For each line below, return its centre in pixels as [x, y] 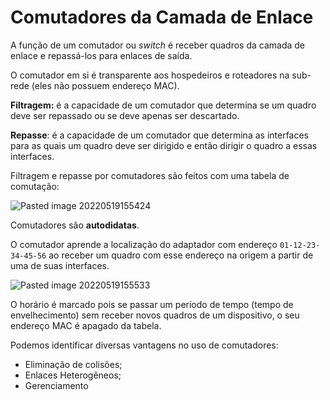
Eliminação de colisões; [73, 364]
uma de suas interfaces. [60, 265]
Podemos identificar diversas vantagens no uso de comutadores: [144, 345]
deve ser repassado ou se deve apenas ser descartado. [125, 115]
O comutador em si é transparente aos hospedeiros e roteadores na [150, 75]
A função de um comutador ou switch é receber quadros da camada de [158, 45]
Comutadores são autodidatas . [75, 225]
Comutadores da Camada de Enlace [162, 17]
